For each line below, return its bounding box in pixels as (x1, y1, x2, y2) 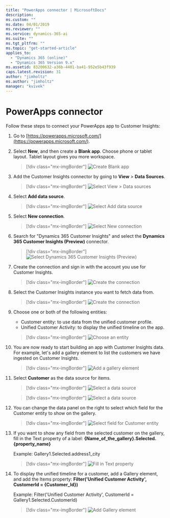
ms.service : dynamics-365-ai (6, 31, 68, 36)
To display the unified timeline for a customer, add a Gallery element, (13, 470, 158, 476)
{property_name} (13, 441, 51, 447)
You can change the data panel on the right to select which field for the (13, 404, 163, 410)
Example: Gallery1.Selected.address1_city (13, 450, 101, 457)
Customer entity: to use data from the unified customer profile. (20, 319, 153, 325)
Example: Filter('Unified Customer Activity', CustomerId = (13, 491, 134, 498)
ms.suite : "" (6, 36, 34, 42)
